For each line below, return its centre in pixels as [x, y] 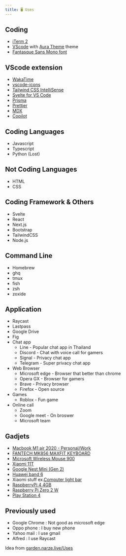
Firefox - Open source [42, 389]
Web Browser [26, 369]
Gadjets [17, 436]
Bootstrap [22, 229]
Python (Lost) [26, 154]
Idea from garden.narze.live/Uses [39, 548]
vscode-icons [26, 85]
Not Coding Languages [41, 169]
